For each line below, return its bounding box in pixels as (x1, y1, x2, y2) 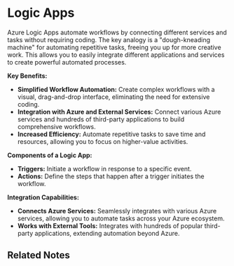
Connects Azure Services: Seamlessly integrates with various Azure (17, 206, 217, 215)
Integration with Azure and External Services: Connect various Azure (17, 107, 221, 116)
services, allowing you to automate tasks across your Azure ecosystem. (17, 214, 225, 222)
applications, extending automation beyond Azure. (34, 229, 180, 237)
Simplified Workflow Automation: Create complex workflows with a (17, 85, 215, 93)
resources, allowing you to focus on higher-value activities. (17, 137, 188, 145)
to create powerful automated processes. (7, 58, 127, 66)
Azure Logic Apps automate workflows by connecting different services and (7, 28, 228, 36)
